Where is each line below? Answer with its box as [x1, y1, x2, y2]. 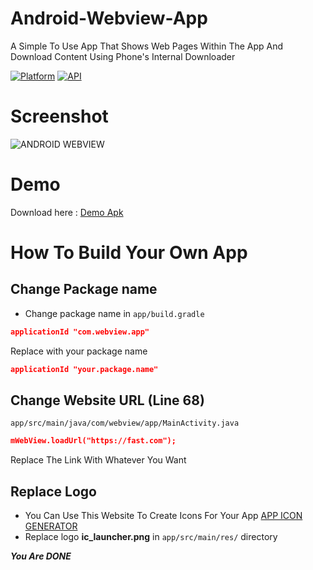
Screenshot [10, 105, 109, 128]
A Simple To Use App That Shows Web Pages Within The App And [10, 40, 284, 52]
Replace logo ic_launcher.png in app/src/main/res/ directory [24, 531, 278, 543]
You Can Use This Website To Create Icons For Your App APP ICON [24, 510, 303, 522]
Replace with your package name [10, 345, 148, 357]
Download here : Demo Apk [10, 206, 124, 218]
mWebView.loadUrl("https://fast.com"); [10, 436, 177, 446]
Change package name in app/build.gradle [24, 307, 205, 319]
